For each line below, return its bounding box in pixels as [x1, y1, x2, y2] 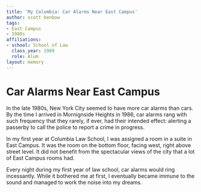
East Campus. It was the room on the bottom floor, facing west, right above [6, 142, 191, 149]
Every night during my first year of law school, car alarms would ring [6, 166, 175, 173]
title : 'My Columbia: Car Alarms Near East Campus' [6, 8, 138, 15]
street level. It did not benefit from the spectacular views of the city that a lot [6, 148, 195, 155]
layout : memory [6, 59, 44, 65]
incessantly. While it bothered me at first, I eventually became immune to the [6, 172, 195, 180]
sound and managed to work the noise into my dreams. [6, 179, 142, 186]
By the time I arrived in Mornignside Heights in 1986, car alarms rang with [6, 111, 187, 118]
